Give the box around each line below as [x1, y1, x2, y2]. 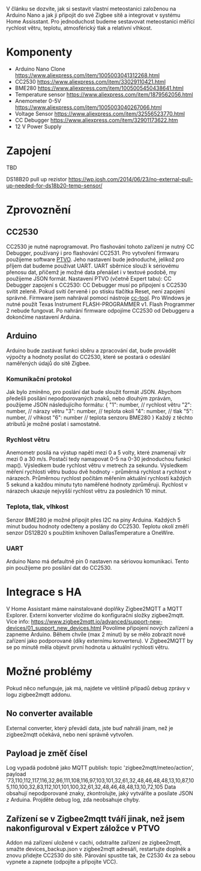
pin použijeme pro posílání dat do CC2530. [6, 564, 112, 571]
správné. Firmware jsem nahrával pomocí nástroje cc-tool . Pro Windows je [6, 294, 191, 301]
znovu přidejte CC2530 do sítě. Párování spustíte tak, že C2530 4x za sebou [6, 852, 196, 859]
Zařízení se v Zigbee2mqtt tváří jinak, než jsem [6, 813, 185, 824]
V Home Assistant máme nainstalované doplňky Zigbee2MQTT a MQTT [6, 605, 183, 612]
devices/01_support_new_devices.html [6, 624, 102, 631]
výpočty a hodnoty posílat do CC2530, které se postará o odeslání [6, 353, 171, 360]
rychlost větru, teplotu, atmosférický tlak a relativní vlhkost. [6, 24, 152, 31]
